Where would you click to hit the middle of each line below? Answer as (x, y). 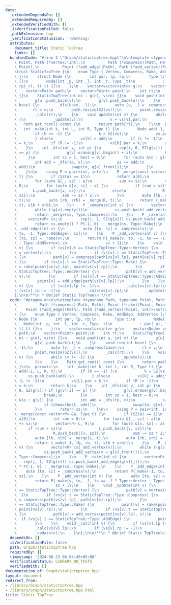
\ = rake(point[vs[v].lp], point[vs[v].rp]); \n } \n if (90, 267)
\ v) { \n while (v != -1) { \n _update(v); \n (83, 357)
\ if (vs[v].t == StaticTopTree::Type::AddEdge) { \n (73, 519)
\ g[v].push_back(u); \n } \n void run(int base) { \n (85, 343)
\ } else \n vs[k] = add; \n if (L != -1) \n (89, 139)
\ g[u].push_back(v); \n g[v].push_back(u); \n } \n (87, 100)
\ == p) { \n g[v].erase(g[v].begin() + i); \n (76, 153)
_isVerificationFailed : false (42, 29)
